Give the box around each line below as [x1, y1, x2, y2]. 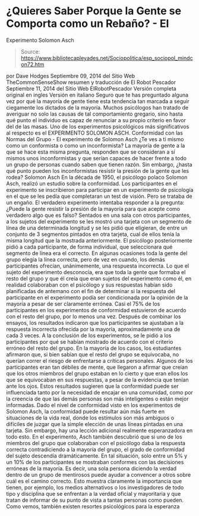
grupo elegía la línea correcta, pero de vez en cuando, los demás [6, 256, 165, 263]
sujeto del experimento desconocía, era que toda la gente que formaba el [6, 268, 186, 275]
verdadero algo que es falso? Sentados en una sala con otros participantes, [6, 212, 191, 219]
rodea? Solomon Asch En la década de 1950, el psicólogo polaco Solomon [6, 173, 188, 181]
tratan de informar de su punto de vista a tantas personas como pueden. [6, 496, 184, 503]
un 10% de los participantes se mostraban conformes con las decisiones [6, 458, 184, 465]
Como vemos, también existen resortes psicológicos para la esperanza [6, 502, 180, 510]
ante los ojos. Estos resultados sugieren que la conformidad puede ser [6, 383, 179, 390]
